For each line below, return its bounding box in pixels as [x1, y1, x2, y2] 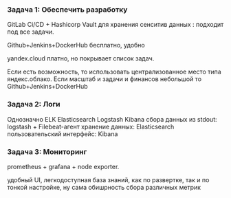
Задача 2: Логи [7, 100, 60, 109]
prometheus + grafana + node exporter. [7, 162, 120, 170]
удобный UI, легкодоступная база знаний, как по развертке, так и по [7, 175, 210, 184]
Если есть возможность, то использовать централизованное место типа [7, 67, 221, 76]
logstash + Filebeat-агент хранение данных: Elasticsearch [7, 122, 175, 131]
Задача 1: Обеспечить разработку [7, 5, 128, 14]
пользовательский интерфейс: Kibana [7, 129, 118, 138]
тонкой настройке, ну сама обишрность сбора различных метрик [7, 183, 201, 191]
